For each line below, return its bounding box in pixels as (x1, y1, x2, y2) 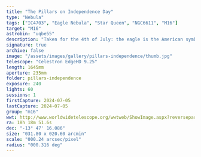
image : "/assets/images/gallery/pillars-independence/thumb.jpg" (6, 53, 172, 59)
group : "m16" (6, 109, 39, 115)
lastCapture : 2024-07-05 (6, 103, 68, 109)
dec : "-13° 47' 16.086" (6, 125, 66, 131)
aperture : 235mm (6, 70, 47, 76)
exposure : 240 (6, 81, 42, 87)
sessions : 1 (6, 92, 36, 98)
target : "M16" (6, 25, 42, 32)
